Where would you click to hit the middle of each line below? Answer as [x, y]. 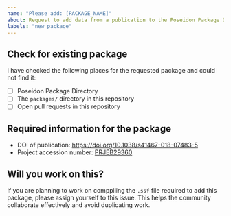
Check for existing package [67, 54]
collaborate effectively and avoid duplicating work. [79, 205]
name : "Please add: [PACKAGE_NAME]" [59, 13]
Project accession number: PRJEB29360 [75, 152]
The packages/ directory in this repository [76, 99]
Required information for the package [89, 129]
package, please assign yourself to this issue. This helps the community [109, 197]
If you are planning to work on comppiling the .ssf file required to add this [112, 190]
